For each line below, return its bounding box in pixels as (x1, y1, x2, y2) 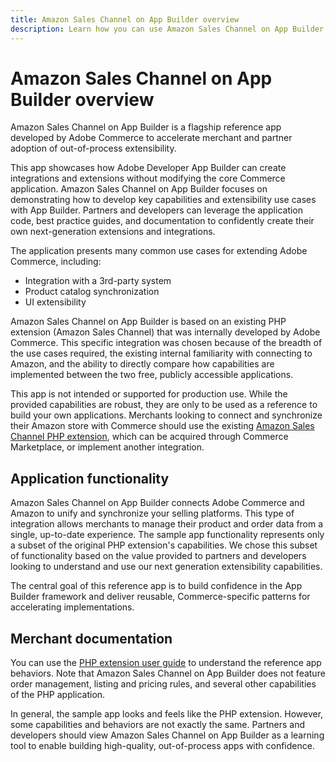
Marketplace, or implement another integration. (10, 441, 205, 453)
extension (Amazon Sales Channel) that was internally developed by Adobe (10, 326, 321, 338)
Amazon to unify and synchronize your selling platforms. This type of (10, 507, 295, 520)
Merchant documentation (10, 630, 173, 647)
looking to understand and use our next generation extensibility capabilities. (10, 561, 323, 573)
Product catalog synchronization (24, 286, 160, 298)
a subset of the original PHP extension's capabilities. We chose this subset (10, 539, 318, 551)
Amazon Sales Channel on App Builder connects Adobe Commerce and (10, 497, 305, 509)
